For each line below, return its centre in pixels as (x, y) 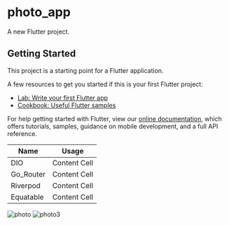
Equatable (27, 197)
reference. (22, 133)
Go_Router (28, 174)
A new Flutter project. (39, 32)
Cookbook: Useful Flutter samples (67, 105)
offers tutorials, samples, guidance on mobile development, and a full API (113, 126)
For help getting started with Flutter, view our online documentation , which (115, 118)
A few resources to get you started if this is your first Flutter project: (105, 84)
